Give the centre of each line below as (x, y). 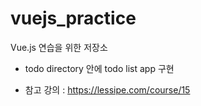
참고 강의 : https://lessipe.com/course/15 (107, 89)
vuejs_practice (73, 18)
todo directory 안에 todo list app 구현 (99, 68)
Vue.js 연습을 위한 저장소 (59, 47)
